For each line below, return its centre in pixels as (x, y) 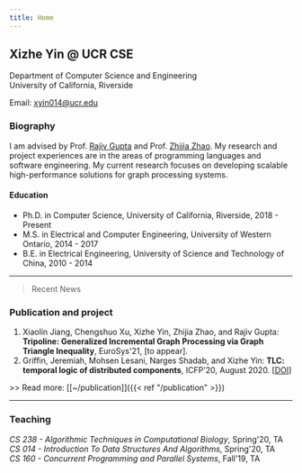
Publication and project (62, 312)
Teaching (30, 420)
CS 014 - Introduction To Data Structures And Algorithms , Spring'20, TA (142, 449)
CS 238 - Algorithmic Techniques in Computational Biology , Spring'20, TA (146, 439)
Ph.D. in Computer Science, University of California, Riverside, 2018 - (150, 215)
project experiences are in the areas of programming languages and (135, 155)
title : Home (31, 18)
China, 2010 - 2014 (58, 263)
